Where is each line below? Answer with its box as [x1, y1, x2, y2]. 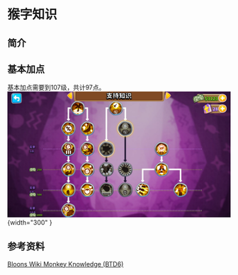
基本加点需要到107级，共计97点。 [7, 83, 106, 92]
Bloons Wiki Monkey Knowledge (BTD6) [7, 259, 124, 268]
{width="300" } [7, 218, 52, 227]
